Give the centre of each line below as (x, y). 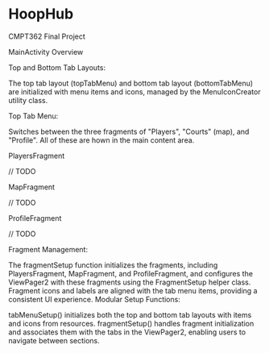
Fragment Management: (48, 249)
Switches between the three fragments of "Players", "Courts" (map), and (129, 131)
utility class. (28, 100)
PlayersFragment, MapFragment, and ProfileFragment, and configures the (131, 273)
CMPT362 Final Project (47, 36)
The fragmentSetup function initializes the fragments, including (113, 265)
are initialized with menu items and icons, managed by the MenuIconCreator (134, 91)
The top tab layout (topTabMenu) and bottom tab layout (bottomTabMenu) (131, 83)
